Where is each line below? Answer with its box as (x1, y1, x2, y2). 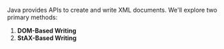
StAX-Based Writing (17, 34, 77, 42)
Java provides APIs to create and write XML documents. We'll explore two (7, 6, 218, 14)
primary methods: (7, 13, 58, 21)
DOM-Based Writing (17, 27, 77, 35)
